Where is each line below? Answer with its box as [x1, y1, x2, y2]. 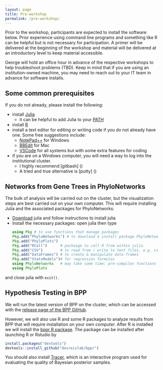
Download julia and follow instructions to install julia [12, 215, 116, 221]
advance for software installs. [5, 75, 65, 81]
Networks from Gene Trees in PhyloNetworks [5, 182, 145, 191]
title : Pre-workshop [5, 12, 47, 17]
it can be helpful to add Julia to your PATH [19, 117, 104, 123]
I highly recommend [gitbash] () [19, 163, 83, 169]
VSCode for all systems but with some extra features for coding [19, 148, 147, 154]
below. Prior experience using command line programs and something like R [5, 35, 158, 40]
